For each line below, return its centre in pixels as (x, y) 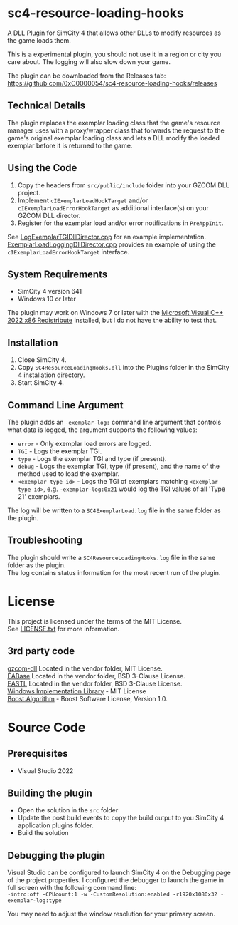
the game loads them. (39, 40)
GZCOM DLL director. (49, 215)
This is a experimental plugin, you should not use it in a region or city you (114, 54)
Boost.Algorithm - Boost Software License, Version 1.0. (88, 698)
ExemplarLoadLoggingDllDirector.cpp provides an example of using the (112, 244)
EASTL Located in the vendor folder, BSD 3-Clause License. (95, 683)
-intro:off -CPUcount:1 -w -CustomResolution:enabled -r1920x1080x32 (113, 895)
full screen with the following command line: (72, 888)
